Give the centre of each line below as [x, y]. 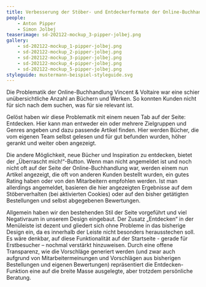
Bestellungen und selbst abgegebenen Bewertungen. [74, 201]
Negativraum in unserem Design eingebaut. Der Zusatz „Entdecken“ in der [100, 219]
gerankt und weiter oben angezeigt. [51, 143]
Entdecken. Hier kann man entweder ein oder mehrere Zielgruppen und [97, 124]
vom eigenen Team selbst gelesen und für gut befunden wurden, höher [97, 137]
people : [16, 18]
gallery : [17, 40]
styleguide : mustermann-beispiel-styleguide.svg [70, 75]
